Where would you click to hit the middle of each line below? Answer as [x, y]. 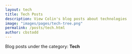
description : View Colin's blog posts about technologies [66, 19]
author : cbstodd [22, 32]
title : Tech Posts [24, 14]
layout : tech [19, 10]
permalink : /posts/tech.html [35, 28]
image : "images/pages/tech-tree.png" [44, 23]
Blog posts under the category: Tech [43, 46]
